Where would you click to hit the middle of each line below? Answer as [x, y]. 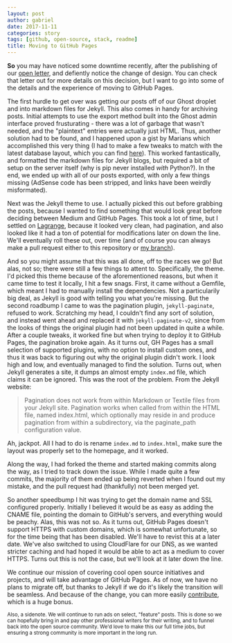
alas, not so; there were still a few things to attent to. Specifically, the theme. [116, 269]
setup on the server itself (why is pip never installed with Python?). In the [111, 168]
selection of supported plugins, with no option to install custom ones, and [112, 350]
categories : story [34, 33]
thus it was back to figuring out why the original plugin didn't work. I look [111, 357]
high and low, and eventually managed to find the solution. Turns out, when [114, 365]
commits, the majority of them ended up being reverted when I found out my [116, 479]
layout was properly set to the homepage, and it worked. [88, 450]
